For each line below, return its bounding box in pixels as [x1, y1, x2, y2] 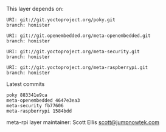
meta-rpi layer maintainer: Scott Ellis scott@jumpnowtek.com [6, 119, 160, 126]
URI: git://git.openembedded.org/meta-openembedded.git [6, 33, 151, 39]
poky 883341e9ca [6, 92, 47, 98]
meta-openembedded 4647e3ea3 [6, 97, 80, 104]
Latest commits [6, 81, 45, 87]
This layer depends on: [6, 5, 64, 12]
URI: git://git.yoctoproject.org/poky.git [6, 17, 116, 23]
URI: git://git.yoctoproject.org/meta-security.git [6, 48, 140, 54]
